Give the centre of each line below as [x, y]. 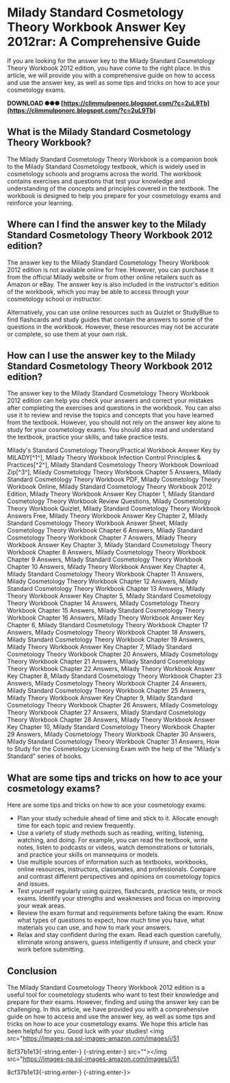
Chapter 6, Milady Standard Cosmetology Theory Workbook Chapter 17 [108, 625]
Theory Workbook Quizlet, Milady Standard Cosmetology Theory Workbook [114, 509]
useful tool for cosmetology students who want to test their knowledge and [113, 995]
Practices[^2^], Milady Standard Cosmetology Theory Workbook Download [113, 465]
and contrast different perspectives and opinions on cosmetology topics [119, 877]
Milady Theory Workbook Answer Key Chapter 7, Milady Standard [100, 647]
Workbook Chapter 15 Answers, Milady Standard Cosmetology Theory [106, 611]
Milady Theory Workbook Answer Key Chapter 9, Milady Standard [100, 698]
